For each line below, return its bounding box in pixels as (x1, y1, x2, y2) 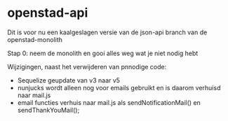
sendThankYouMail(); (17, 106, 80, 114)
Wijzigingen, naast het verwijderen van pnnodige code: (7, 62, 167, 71)
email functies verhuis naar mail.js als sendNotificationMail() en (17, 98, 201, 106)
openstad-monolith (7, 35, 63, 43)
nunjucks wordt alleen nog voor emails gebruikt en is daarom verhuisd (17, 83, 221, 92)
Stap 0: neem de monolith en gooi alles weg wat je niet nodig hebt (7, 49, 199, 57)
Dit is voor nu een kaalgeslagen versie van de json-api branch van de (7, 28, 208, 36)
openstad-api (7, 5, 88, 21)
